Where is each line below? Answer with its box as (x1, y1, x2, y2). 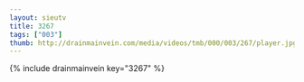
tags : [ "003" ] (9, 30, 63, 39)
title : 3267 (9, 22, 54, 31)
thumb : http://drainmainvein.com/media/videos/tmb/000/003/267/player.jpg (9, 38, 298, 48)
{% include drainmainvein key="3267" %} (9, 63, 166, 74)
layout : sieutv (9, 13, 67, 23)
